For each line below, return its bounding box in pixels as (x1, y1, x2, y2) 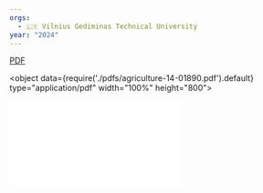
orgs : (9, 13, 30, 23)
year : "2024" (9, 30, 59, 39)
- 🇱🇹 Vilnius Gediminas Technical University (17, 22, 198, 31)
